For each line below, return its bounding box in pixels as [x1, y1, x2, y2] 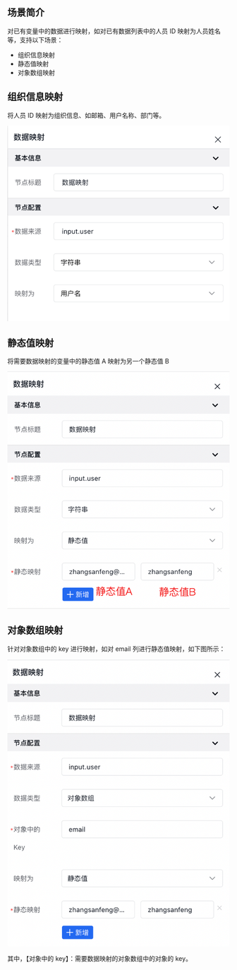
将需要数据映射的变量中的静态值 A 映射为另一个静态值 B [7, 357, 169, 365]
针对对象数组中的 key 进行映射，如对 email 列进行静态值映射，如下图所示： [7, 645, 226, 653]
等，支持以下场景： [7, 35, 63, 44]
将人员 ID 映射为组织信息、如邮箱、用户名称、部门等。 [7, 111, 166, 119]
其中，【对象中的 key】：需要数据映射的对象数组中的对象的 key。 [7, 954, 193, 962]
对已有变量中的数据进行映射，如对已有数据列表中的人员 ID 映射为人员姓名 [7, 27, 221, 35]
